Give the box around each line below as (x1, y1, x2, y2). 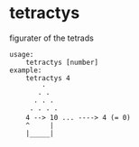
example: (9, 66, 42, 75)
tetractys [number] (25, 58, 99, 67)
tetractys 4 (25, 73, 70, 83)
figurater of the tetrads (9, 32, 95, 43)
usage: (9, 50, 34, 59)
